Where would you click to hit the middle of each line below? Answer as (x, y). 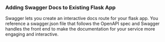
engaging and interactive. (32, 34)
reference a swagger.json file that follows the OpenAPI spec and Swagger (82, 23)
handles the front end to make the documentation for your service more (80, 29)
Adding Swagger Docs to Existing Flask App (60, 7)
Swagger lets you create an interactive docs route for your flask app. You (82, 18)
